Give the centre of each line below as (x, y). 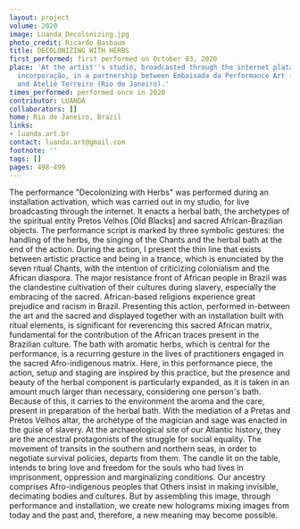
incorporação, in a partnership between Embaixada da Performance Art (151, 76)
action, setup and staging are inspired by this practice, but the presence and (150, 373)
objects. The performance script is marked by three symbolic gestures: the (147, 231)
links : (21, 126)
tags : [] (25, 159)
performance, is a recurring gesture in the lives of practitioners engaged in (146, 354)
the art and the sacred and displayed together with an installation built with (146, 316)
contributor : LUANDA (48, 101)
